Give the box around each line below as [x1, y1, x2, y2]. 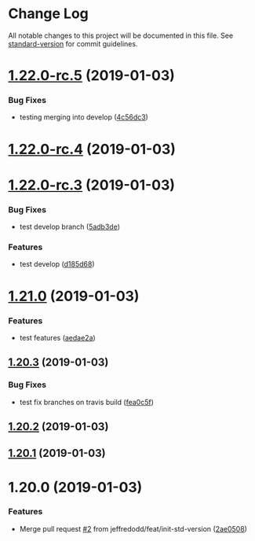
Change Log [8, 5, 89, 23]
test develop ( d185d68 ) [19, 259, 96, 269]
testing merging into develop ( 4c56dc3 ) [19, 112, 149, 122]
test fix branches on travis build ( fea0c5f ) [19, 397, 155, 407]
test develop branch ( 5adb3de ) [19, 222, 120, 232]
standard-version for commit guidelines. [8, 39, 138, 48]
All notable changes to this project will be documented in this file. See [8, 31, 234, 40]
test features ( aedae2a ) [19, 333, 96, 342]
